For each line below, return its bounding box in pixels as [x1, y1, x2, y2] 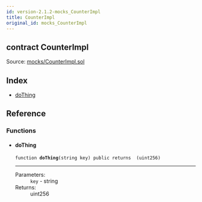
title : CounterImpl [6, 14, 55, 20]
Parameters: [14, 171, 46, 178]
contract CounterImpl [6, 42, 89, 52]
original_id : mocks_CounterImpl [6, 20, 87, 26]
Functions [6, 126, 36, 135]
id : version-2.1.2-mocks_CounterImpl [6, 8, 101, 15]
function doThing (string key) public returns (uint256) [14, 155, 161, 161]
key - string [29, 177, 58, 185]
